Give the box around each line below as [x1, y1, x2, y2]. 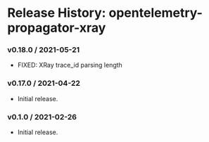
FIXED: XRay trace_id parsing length [17, 61, 123, 70]
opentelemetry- [108, 5, 203, 21]
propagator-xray [7, 20, 106, 36]
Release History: [7, 5, 106, 21]
